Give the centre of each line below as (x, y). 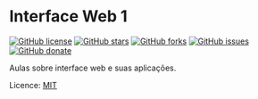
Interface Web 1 (68, 16)
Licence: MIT (33, 85)
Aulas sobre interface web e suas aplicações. (93, 68)
